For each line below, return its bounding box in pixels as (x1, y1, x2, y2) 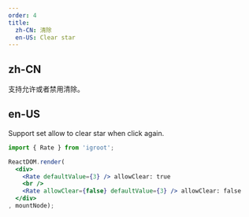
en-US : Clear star (15, 33, 76, 42)
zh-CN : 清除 (15, 26, 53, 34)
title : (8, 19, 30, 27)
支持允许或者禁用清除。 (8, 84, 84, 94)
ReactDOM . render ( (8, 158, 65, 166)
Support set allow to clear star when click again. (8, 128, 165, 138)
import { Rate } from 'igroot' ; (8, 143, 114, 152)
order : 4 (8, 11, 37, 20)
